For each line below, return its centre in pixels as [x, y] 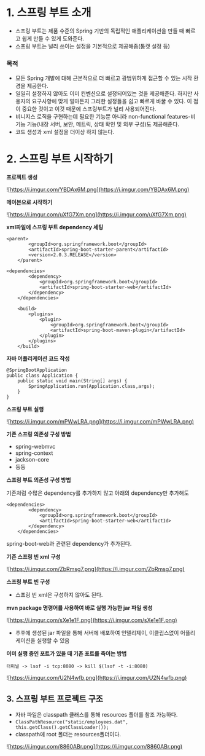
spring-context [34, 453]
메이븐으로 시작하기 [29, 202]
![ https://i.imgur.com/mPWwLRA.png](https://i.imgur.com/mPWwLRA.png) [100, 422]
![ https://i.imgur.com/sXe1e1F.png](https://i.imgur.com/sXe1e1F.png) [92, 620]
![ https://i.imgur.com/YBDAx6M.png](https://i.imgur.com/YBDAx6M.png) [98, 190]
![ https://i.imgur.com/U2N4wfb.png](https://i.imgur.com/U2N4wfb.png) [97, 678]
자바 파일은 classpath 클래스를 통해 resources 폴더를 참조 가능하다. [96, 714]
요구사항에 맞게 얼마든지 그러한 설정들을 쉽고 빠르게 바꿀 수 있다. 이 [112, 101]
